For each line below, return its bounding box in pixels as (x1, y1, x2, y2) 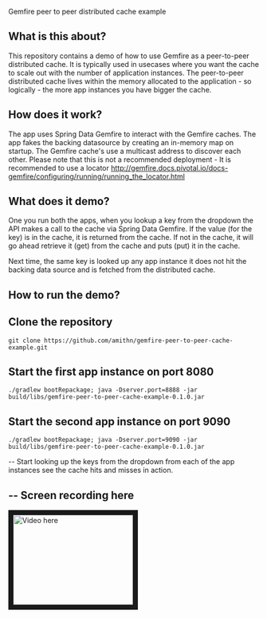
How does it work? (8, 108, 103, 122)
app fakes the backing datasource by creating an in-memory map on (8, 137, 234, 147)
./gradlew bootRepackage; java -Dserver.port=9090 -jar (8, 436, 198, 444)
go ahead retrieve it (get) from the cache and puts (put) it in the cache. (8, 241, 241, 250)
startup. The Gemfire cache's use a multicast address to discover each (8, 146, 241, 155)
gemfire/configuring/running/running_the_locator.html (8, 171, 186, 181)
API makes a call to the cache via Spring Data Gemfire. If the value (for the (8, 224, 253, 234)
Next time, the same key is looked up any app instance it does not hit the (8, 257, 247, 266)
